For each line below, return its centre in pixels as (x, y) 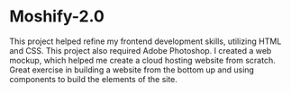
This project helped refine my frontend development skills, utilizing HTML (145, 41)
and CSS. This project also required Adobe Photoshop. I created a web (141, 50)
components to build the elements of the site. (94, 79)
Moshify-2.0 (57, 17)
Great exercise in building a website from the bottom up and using (132, 70)
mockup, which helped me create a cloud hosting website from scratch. (143, 60)
